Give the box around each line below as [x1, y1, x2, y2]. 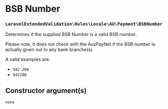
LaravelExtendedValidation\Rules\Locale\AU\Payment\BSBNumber [5, 21, 163, 27]
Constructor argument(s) [5, 86, 87, 95]
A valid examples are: [5, 56, 50, 62]
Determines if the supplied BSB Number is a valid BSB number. [5, 31, 137, 38]
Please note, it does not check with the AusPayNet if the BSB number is [5, 41, 155, 47]
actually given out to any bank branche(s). [5, 47, 94, 53]
